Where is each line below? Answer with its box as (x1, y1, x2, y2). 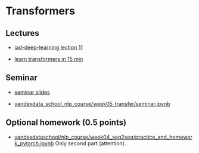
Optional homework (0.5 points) (5, 118, 126, 128)
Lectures (5, 28, 39, 38)
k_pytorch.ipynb (14, 139, 54, 147)
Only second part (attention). (55, 139, 126, 147)
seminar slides (14, 88, 50, 96)
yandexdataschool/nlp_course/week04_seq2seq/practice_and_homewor (14, 133, 193, 140)
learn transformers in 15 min (14, 56, 83, 62)
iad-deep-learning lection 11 (14, 44, 83, 51)
